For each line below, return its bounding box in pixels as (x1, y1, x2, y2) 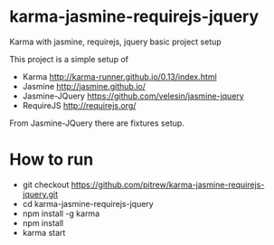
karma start (22, 227, 66, 238)
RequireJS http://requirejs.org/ (22, 99, 137, 110)
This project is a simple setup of (9, 53, 129, 64)
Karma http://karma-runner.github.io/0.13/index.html (22, 71, 217, 82)
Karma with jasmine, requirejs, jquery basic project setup (9, 36, 222, 47)
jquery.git (22, 188, 59, 200)
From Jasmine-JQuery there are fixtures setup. (9, 118, 185, 128)
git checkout (22, 179, 70, 190)
